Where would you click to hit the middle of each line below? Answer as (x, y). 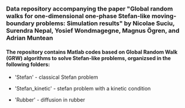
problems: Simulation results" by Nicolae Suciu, (105, 23)
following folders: (28, 64)
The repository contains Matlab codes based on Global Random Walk (92, 52)
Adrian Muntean (30, 38)
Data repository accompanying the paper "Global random (90, 9)
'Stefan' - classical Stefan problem (56, 77)
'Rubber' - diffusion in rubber (50, 100)
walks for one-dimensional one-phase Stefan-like (78, 16)
